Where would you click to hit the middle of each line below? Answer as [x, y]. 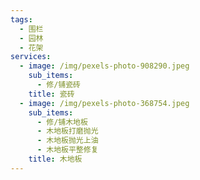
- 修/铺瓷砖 [59, 85]
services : [31, 57]
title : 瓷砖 [51, 94]
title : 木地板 [55, 159]
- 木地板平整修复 [67, 150]
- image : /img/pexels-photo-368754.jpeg [104, 103]
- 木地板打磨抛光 [67, 131]
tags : [21, 19]
